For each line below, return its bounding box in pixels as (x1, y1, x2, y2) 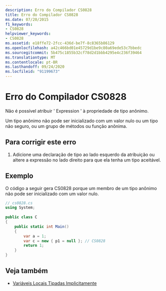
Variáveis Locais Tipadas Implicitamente (12, 280, 97, 286)
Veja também (5, 267, 48, 275)
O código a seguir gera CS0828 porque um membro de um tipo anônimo (5, 185, 157, 191)
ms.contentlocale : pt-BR (5, 60, 58, 65)
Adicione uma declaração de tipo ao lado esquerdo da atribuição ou (12, 151, 155, 157)
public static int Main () (14, 224, 70, 229)
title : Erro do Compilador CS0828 (5, 12, 79, 17)
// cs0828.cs (5, 200, 33, 205)
